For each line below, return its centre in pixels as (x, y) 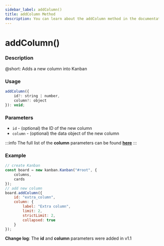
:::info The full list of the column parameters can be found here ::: (71, 143)
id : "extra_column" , (35, 197)
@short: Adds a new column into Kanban (46, 68)
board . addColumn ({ (24, 193)
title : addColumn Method (30, 14)
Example (16, 155)
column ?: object (31, 101)
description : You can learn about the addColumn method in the (71, 19)
